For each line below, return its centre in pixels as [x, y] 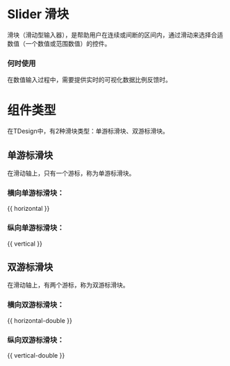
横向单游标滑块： [36, 193]
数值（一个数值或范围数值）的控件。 [59, 43]
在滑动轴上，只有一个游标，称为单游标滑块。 [71, 173]
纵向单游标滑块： [36, 228]
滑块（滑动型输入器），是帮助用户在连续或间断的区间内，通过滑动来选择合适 [115, 35]
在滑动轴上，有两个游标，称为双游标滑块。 [68, 285]
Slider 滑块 [38, 14]
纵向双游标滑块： [36, 340]
